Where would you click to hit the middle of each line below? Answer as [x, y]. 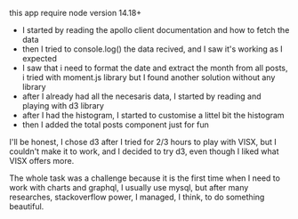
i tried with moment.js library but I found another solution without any [149, 77]
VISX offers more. [42, 161]
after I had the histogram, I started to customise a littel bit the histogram [153, 115]
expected [40, 58]
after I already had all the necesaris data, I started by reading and [141, 96]
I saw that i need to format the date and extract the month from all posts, [155, 68]
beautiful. [27, 207]
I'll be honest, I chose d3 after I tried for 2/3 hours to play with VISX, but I [143, 142]
